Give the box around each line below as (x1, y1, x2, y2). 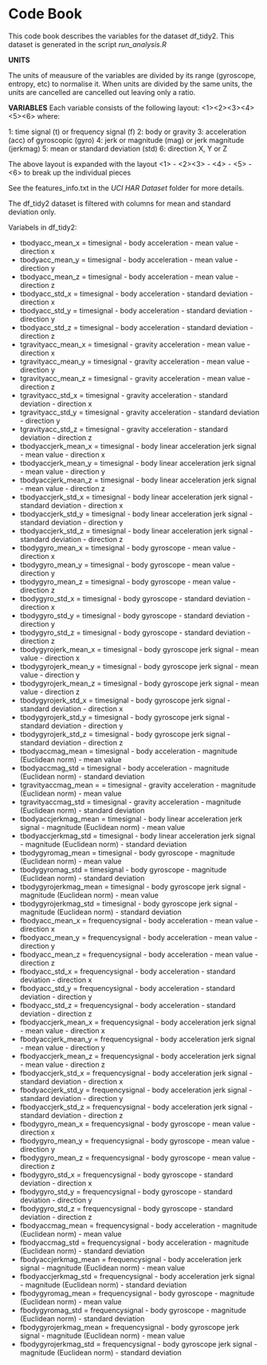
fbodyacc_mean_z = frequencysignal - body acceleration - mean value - (19, 950, 259, 959)
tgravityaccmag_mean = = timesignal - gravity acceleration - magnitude (19, 780, 257, 789)
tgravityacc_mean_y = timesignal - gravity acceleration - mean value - (19, 356, 250, 366)
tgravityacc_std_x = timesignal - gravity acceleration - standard (19, 390, 229, 399)
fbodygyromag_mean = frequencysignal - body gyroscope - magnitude (19, 1288, 255, 1298)
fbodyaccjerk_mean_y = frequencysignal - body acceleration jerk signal (19, 1034, 256, 1044)
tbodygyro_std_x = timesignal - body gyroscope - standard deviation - (19, 593, 251, 603)
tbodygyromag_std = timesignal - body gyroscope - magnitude (19, 864, 227, 874)
